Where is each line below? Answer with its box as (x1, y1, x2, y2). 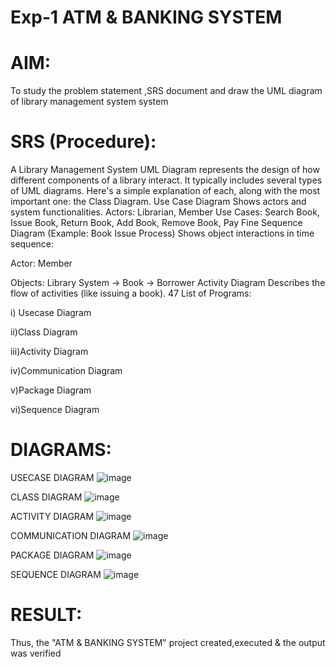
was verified (10, 647, 62, 659)
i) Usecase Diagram (10, 307, 92, 319)
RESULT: (10, 604, 83, 626)
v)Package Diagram (10, 384, 92, 396)
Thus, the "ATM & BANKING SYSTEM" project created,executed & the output (10, 636, 326, 648)
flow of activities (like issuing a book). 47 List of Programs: (10, 287, 252, 300)
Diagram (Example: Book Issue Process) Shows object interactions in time (10, 227, 315, 240)
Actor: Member (10, 257, 73, 270)
